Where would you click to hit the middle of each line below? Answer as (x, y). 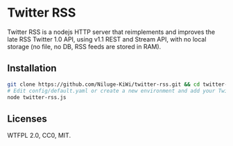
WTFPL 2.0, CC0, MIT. (39, 136)
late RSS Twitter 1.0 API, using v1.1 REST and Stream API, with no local (107, 39)
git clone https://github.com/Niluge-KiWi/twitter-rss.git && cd (103, 84)
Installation (32, 68)
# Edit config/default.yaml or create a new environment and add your (111, 91)
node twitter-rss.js (37, 97)
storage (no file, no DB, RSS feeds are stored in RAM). (84, 46)
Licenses (27, 119)
